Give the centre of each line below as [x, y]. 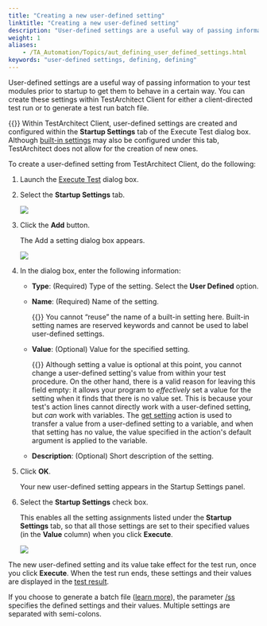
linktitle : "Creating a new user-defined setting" [94, 23]
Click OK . [35, 471]
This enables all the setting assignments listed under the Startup [126, 517]
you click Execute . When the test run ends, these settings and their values [130, 573]
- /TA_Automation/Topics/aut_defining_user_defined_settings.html [135, 52]
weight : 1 [25, 38]
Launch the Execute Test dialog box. [79, 179]
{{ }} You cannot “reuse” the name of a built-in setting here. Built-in [141, 317]
